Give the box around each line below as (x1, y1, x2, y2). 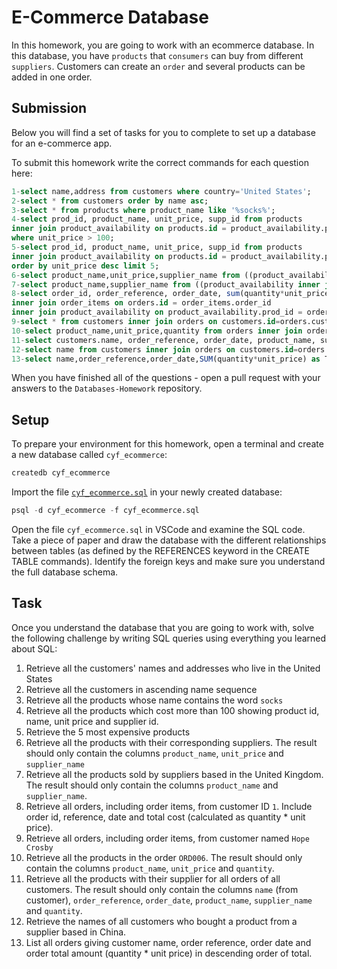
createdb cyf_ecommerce (11, 468, 111, 478)
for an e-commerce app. (11, 137, 113, 149)
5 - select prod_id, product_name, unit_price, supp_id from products (11, 242, 303, 252)
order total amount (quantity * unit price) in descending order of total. (25, 947, 313, 959)
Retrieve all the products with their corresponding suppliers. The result (25, 736, 318, 748)
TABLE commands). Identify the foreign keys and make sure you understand (11, 555, 326, 567)
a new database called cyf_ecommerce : (11, 449, 168, 461)
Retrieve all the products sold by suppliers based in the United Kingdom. (25, 768, 324, 780)
